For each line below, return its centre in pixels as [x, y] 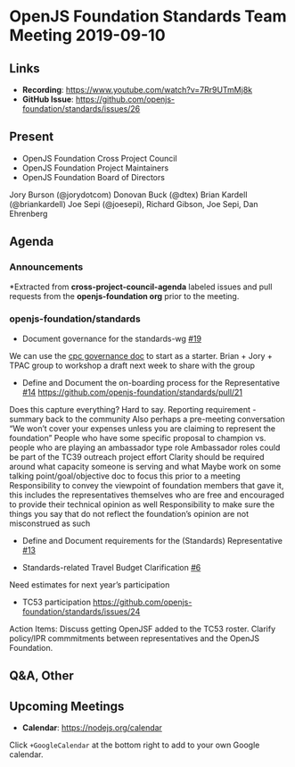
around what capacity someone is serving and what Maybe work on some [145, 466]
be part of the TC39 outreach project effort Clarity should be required [137, 456]
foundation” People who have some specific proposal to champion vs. [138, 438]
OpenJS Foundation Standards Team [148, 17]
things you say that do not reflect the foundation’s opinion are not [129, 513]
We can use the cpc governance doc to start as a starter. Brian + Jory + [141, 355]
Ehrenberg [29, 213]
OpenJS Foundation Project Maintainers [95, 168]
